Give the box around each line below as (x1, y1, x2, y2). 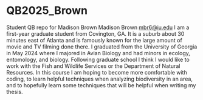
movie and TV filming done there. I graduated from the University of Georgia (6, 43, 198, 50)
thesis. (6, 88, 23, 95)
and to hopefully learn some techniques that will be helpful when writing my (6, 81, 196, 88)
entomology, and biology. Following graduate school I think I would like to (6, 56, 190, 63)
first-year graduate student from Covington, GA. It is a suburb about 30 (6, 30, 185, 37)
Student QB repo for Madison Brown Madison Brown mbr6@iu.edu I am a (6, 24, 190, 31)
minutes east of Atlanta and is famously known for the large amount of (6, 36, 182, 44)
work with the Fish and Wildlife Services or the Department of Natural (6, 62, 181, 70)
